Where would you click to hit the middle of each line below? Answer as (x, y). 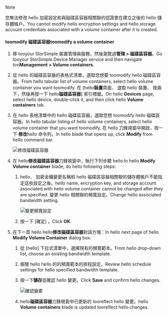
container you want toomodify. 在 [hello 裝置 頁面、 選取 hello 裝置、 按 (85, 88)
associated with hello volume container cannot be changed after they (92, 189)
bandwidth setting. (39, 200)
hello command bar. (33, 140)
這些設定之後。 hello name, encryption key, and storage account (90, 183)
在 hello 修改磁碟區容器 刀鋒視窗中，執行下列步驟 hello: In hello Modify (84, 161)
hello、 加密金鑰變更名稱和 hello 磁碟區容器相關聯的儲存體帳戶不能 (89, 177)
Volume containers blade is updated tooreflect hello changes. (84, 307)
